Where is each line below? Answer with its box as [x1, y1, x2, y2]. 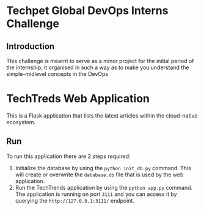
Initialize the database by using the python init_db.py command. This [15, 164, 191, 171]
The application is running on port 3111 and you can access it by [15, 190, 177, 198]
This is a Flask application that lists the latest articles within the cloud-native [6, 111, 198, 119]
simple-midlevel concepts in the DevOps [6, 70, 109, 77]
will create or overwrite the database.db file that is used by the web [15, 171, 184, 178]
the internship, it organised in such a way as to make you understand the [6, 64, 189, 71]
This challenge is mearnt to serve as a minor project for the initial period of [6, 58, 194, 64]
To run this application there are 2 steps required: [6, 152, 131, 160]
